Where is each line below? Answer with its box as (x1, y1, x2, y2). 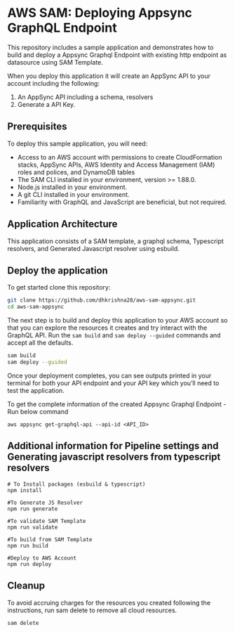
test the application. (7, 386, 65, 394)
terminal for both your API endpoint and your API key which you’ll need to (7, 378, 220, 387)
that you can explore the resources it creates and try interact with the (7, 323, 208, 332)
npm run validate (7, 524, 58, 531)
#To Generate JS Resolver (7, 499, 83, 506)
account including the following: (7, 79, 100, 87)
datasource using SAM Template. (7, 58, 104, 66)
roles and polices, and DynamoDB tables (17, 167, 135, 176)
